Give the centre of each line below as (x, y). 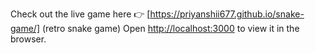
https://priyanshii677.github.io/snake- (227, 14)
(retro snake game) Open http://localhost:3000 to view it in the (170, 28)
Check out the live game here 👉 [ (80, 14)
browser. (28, 39)
